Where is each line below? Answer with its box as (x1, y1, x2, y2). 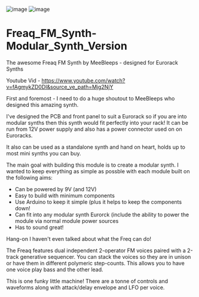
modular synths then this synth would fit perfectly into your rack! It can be (6, 119, 188, 126)
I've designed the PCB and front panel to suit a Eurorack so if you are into (6, 112, 187, 120)
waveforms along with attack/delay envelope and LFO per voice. (6, 284, 165, 291)
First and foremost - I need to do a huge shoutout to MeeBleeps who (6, 94, 175, 102)
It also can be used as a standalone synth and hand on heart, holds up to (6, 143, 185, 151)
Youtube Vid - (6, 76, 41, 84)
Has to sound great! (14, 223, 64, 231)
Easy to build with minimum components (14, 192, 115, 199)
